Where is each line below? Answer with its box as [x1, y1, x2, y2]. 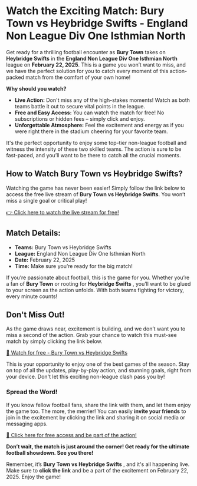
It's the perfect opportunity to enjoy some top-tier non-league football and [6, 139, 187, 146]
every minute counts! [6, 293, 58, 300]
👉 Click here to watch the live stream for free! [6, 209, 119, 216]
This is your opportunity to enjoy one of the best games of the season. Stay [6, 361, 190, 368]
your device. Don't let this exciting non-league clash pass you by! [6, 373, 165, 381]
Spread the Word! [6, 388, 58, 396]
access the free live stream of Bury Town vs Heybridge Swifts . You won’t [6, 190, 186, 198]
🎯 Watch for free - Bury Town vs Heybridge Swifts [6, 349, 128, 356]
